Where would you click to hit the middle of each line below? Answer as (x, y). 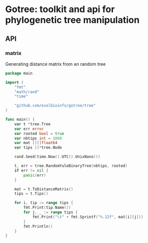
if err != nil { (32, 170)
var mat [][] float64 (36, 143)
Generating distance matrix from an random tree (56, 64)
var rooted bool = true (39, 133)
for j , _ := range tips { (51, 212)
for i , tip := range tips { (44, 203)
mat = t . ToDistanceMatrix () (44, 189)
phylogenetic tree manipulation (72, 20)
